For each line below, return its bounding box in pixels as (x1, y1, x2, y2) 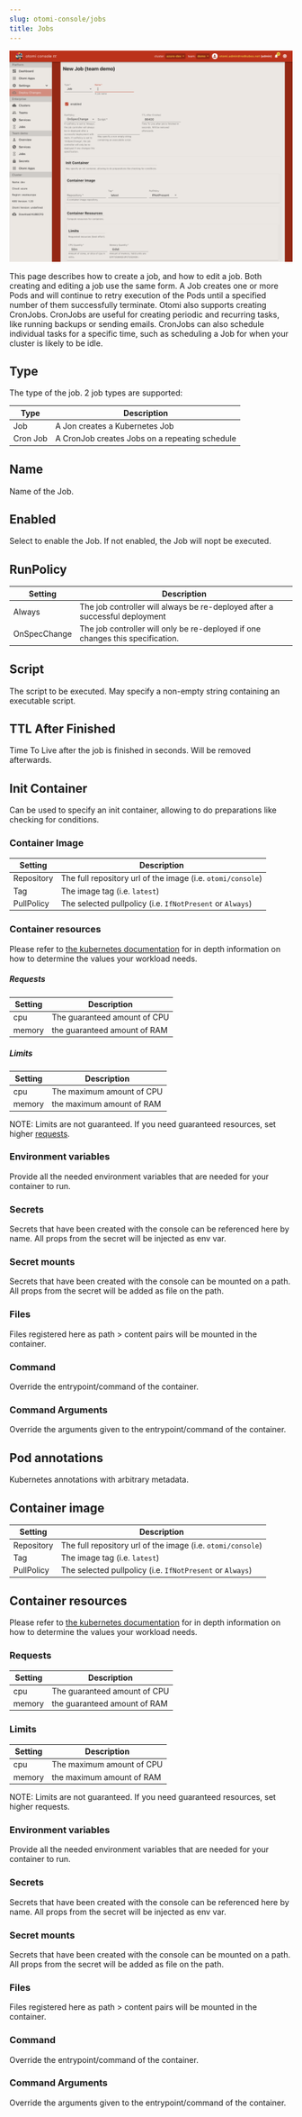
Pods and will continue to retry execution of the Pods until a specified (9, 289, 267, 301)
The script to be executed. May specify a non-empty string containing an (9, 686, 280, 696)
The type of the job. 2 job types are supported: (9, 387, 183, 398)
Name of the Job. (9, 486, 75, 496)
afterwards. (9, 755, 52, 766)
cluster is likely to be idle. (9, 338, 103, 349)
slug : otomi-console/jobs (9, 14, 106, 23)
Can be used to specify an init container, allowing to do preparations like (9, 804, 277, 815)
